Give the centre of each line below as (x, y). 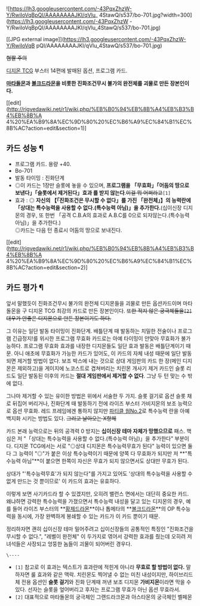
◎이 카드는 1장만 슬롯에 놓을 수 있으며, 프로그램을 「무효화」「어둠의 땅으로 (102, 185)
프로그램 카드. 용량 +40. (43, 164)
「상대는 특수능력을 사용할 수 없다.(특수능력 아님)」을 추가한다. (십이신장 (98, 207)
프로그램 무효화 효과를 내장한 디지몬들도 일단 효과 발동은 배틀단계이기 (104, 345)
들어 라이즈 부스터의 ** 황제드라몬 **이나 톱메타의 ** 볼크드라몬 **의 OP (93, 509)
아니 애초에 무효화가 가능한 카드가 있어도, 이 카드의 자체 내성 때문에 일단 (97, 353)
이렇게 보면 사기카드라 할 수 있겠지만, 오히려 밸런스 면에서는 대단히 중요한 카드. (98, 494)
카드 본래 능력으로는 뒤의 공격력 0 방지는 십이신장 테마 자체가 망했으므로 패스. (96, 431)
